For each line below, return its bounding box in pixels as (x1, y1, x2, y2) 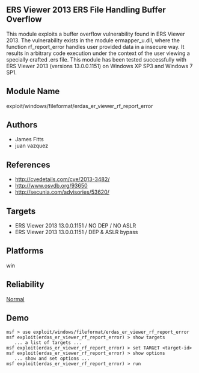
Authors (6, 120, 38, 130)
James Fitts (14, 136, 44, 143)
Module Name (6, 86, 60, 97)
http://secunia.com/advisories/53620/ (14, 188, 110, 196)
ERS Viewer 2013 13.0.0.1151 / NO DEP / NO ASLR (14, 222, 136, 229)
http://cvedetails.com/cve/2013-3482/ (14, 176, 110, 183)
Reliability (6, 279, 44, 290)
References (6, 159, 51, 170)
